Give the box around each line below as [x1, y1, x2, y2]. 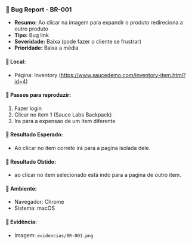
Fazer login [14, 105, 42, 112]
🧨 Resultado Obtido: [5, 158, 57, 165]
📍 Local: [5, 58, 26, 65]
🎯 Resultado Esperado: [5, 131, 63, 138]
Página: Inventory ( [14, 71, 61, 78]
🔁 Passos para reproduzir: [5, 91, 72, 99]
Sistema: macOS [14, 204, 55, 212]
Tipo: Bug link [14, 32, 49, 39]
